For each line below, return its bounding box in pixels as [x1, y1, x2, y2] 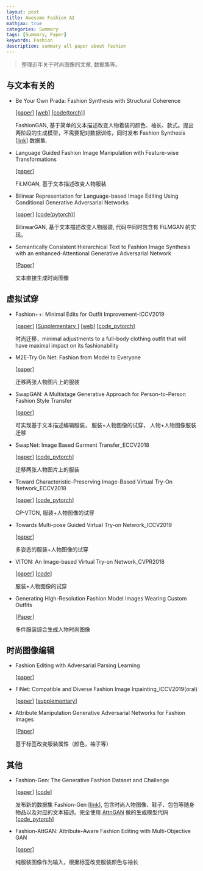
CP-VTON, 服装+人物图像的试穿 [15, 509, 94, 516]
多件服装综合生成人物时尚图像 [15, 626, 90, 633]
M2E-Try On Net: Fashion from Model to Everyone [15, 353, 141, 361]
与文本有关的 [6, 80, 55, 91]
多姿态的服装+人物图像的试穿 [15, 545, 89, 553]
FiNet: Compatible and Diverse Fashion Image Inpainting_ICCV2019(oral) [15, 686, 198, 693]
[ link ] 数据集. [15, 136, 48, 144]
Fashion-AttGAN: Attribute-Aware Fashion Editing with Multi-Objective [15, 828, 191, 835]
